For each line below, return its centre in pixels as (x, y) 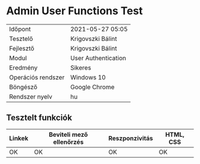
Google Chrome (93, 87)
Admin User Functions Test (74, 11)
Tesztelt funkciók (39, 118)
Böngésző (23, 87)
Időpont (20, 29)
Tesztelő (21, 39)
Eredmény (24, 68)
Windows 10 (88, 77)
